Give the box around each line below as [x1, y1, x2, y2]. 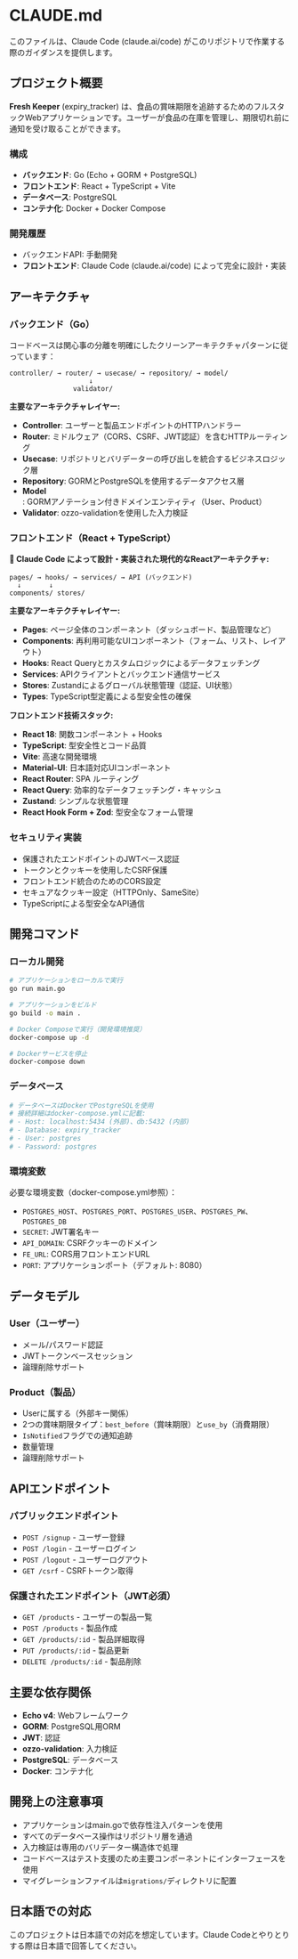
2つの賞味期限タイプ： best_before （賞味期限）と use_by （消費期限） [21, 1419, 275, 1430]
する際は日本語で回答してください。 [9, 1940, 142, 1951]
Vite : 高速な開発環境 [21, 752, 98, 762]
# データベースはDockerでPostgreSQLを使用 [9, 1101, 154, 1110]
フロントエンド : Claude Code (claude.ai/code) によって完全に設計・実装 [21, 260, 286, 272]
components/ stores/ [9, 589, 86, 597]
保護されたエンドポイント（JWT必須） [9, 1589, 176, 1602]
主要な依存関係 [9, 1685, 92, 1700]
